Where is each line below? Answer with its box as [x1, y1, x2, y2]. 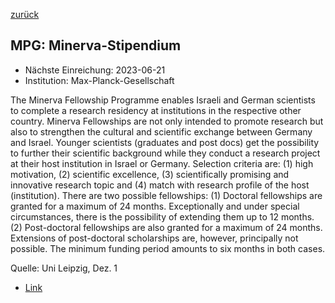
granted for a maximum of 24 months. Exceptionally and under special [10, 200, 300, 212]
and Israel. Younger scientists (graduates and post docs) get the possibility [10, 136, 320, 148]
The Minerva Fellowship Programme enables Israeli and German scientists [10, 94, 316, 106]
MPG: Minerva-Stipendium [10, 37, 182, 54]
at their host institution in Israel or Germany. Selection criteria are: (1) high [10, 157, 314, 169]
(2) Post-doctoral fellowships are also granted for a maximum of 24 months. [10, 221, 323, 233]
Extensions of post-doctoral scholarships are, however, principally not [10, 232, 299, 244]
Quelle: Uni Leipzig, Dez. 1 [10, 262, 118, 274]
